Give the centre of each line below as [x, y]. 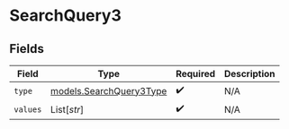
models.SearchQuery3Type [109, 90]
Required [195, 74]
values [28, 109]
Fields [27, 49]
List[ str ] [67, 109]
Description [250, 74]
